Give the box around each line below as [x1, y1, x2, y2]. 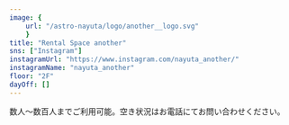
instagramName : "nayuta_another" [9, 64, 135, 73]
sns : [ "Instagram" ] [9, 47, 83, 56]
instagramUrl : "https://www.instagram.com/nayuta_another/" [9, 55, 240, 64]
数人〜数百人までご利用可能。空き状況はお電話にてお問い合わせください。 [9, 105, 285, 117]
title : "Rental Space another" [9, 38, 127, 48]
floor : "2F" [9, 72, 54, 81]
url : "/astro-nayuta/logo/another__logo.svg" [25, 22, 200, 31]
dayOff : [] [9, 80, 50, 89]
